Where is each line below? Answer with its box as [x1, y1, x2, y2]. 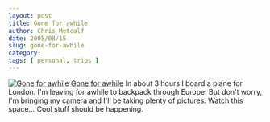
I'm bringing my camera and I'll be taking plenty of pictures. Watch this [8, 96, 243, 105]
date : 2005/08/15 [8, 34, 67, 43]
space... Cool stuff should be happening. [8, 104, 143, 113]
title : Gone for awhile [8, 19, 89, 27]
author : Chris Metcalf [8, 26, 85, 35]
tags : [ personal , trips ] [8, 57, 99, 65]
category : [8, 49, 42, 57]
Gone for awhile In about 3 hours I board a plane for [71, 78, 243, 88]
